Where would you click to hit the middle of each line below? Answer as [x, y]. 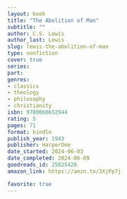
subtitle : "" [26, 27]
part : [15, 73]
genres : [19, 79]
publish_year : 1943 [36, 138]
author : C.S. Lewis [36, 34]
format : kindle [30, 132]
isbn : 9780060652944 [38, 112]
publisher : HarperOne [39, 145]
